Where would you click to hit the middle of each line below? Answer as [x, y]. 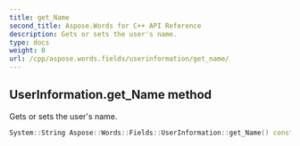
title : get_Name [39, 17]
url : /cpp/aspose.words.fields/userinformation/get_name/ [119, 59]
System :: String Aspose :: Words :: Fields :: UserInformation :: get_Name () [139, 133]
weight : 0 [28, 51]
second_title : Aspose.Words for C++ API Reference [105, 26]
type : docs [29, 42]
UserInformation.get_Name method [111, 95]
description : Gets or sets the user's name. [93, 34]
